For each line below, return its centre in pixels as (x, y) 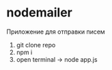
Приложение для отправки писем (56, 32)
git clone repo (36, 45)
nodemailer (39, 13)
